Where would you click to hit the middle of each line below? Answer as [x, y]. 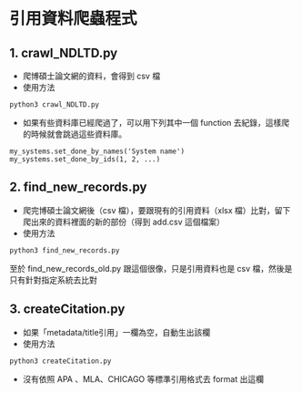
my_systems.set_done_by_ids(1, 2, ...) [85, 160]
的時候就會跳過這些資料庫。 [75, 134]
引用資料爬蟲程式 [74, 19]
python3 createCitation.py [60, 361]
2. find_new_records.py [78, 187]
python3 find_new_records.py [65, 250]
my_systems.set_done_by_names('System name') [97, 151]
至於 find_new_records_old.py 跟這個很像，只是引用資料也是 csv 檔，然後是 [151, 268]
